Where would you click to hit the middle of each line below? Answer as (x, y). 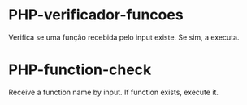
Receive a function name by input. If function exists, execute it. (114, 92)
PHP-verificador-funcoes (96, 15)
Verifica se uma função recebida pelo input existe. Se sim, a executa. (124, 37)
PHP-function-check (80, 70)
